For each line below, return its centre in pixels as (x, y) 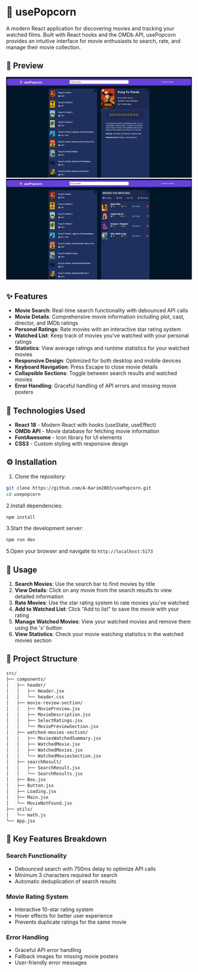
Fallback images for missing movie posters (67, 957)
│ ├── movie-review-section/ (44, 703)
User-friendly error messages (51, 963)
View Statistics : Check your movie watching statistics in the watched (99, 634)
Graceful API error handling (48, 950)
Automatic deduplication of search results (65, 881)
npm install (21, 517)
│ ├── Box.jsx (26, 779)
